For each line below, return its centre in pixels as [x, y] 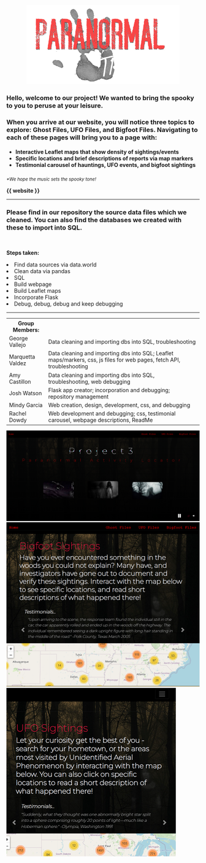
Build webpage [33, 284]
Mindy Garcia [26, 405]
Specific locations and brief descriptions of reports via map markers [104, 158]
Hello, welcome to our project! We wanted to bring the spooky [100, 98]
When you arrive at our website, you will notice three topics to [101, 122]
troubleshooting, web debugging [89, 381]
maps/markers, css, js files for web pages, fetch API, [114, 360]
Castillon [20, 381]
